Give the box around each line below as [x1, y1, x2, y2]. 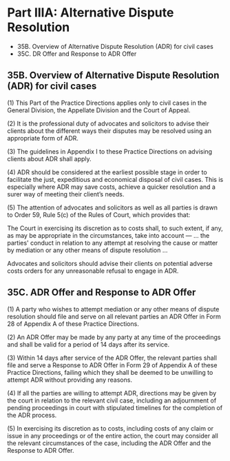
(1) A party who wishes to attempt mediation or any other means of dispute [7, 305, 220, 313]
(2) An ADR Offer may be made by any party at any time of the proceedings [7, 333, 221, 341]
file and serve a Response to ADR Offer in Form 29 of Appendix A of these [7, 360, 218, 369]
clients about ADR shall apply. [7, 154, 92, 163]
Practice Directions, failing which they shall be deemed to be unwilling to [7, 368, 213, 376]
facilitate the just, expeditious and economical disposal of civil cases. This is [7, 175, 224, 183]
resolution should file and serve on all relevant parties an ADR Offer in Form [7, 312, 222, 320]
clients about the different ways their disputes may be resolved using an [7, 126, 212, 135]
